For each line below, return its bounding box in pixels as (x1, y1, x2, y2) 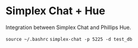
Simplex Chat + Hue (5, 4, 105, 18)
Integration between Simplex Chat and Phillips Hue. (5, 24, 131, 31)
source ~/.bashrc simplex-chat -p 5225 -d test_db (5, 36, 133, 42)
